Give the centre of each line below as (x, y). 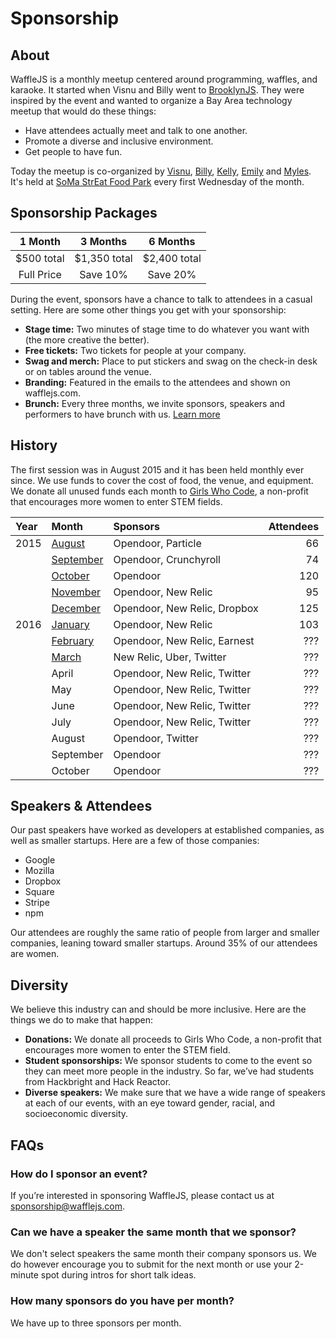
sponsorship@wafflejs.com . (68, 1206)
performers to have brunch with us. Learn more (122, 414)
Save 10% (104, 274)
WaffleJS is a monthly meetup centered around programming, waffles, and (164, 79)
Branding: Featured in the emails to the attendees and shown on (157, 382)
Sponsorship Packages (84, 213)
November (76, 592)
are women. (35, 954)
